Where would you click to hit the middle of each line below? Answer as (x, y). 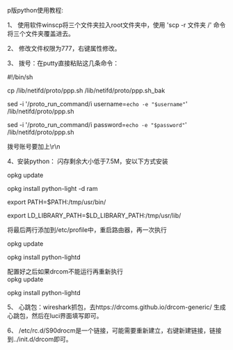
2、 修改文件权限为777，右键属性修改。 (64, 48)
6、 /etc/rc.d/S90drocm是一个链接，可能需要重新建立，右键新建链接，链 (111, 331)
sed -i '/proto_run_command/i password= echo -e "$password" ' (97, 125)
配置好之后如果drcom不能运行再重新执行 (65, 272)
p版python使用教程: (35, 10)
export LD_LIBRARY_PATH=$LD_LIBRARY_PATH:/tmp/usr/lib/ (94, 215)
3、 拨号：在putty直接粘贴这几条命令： (63, 63)
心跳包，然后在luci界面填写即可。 (55, 316)
